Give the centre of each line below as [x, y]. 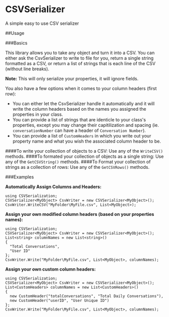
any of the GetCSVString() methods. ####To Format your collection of [78, 162]
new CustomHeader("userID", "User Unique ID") [60, 300]
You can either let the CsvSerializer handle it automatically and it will [83, 103]
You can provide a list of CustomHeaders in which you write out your [82, 135]
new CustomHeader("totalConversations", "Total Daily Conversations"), [87, 296]
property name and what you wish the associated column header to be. [87, 141]
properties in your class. [38, 114]
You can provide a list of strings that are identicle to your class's [79, 119]
